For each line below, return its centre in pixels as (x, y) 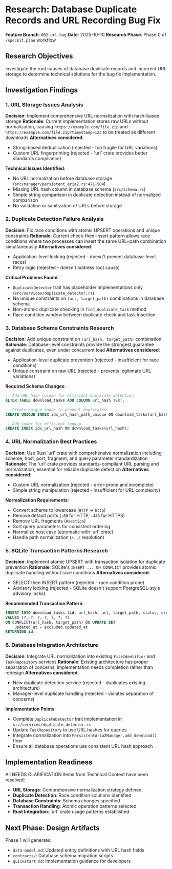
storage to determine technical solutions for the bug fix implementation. (81, 74)
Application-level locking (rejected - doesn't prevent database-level (84, 256)
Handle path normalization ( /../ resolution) (59, 537)
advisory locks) (29, 593)
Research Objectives (39, 56)
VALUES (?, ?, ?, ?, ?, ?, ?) (38, 617)
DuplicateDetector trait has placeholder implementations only (78, 287)
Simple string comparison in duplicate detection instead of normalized (87, 195)
